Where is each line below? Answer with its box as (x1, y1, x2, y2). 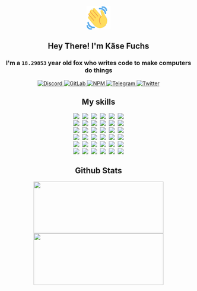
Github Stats (75, 166, 122, 176)
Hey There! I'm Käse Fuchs (47, 41, 150, 51)
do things (84, 66, 113, 75)
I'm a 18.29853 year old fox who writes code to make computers (5, 59, 192, 67)
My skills (81, 97, 116, 107)
